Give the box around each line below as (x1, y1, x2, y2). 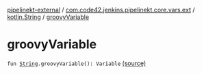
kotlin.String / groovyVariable (7, 13, 90, 21)
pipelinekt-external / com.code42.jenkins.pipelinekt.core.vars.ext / (7, 6, 195, 14)
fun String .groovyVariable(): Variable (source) (7, 59, 147, 67)
